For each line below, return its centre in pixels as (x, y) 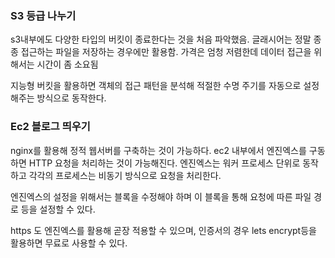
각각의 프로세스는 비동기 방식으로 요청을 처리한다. (125, 175)
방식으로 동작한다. (71, 98)
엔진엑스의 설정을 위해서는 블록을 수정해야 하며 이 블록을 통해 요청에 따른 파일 (161, 196)
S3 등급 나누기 (43, 15)
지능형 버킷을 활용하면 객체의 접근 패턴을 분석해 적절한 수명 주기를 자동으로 (156, 86)
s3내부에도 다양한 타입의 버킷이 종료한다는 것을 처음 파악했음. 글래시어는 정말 (161, 39)
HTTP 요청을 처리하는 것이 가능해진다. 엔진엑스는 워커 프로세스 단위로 (164, 163)
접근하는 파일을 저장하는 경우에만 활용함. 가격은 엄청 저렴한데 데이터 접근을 (166, 52)
